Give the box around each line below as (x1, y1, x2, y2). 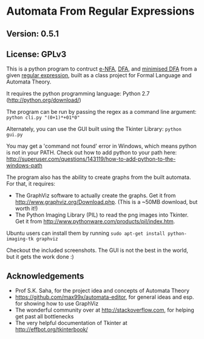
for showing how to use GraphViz (15, 300, 99, 307)
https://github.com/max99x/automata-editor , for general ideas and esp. (15, 293, 194, 301)
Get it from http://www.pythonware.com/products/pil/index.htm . (15, 218, 175, 225)
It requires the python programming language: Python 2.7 (6, 90, 150, 97)
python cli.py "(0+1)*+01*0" (6, 114, 80, 121)
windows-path (6, 162, 42, 169)
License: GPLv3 (6, 49, 67, 59)
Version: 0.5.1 (6, 29, 59, 39)
